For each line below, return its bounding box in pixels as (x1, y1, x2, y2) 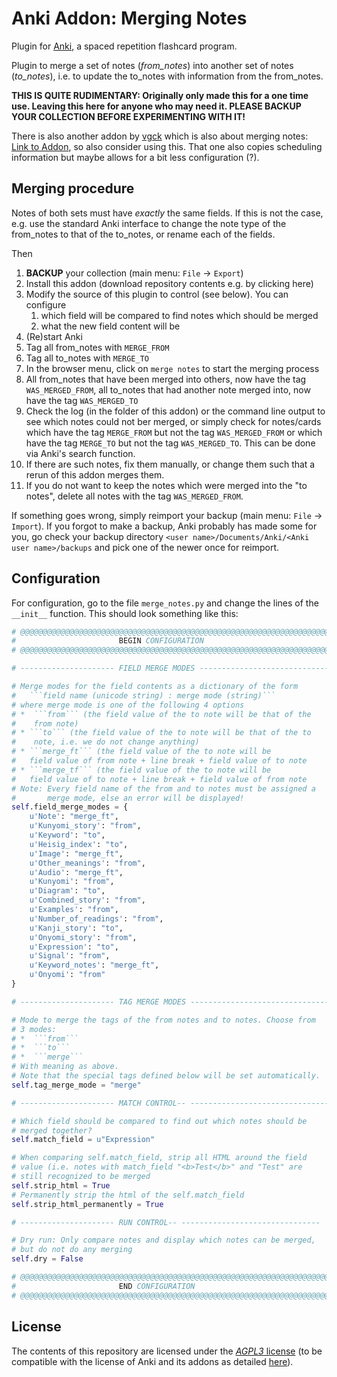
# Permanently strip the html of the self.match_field (11, 1190, 245, 1200)
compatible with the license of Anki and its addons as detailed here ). (11, 1355, 294, 1367)
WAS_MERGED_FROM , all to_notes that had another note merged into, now (25, 383, 311, 396)
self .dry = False (11, 1254, 84, 1264)
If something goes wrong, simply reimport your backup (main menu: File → (11, 509, 323, 521)
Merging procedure (11, 180, 135, 197)
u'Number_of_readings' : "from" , (29, 913, 164, 924)
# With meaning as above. (11, 1062, 119, 1072)
